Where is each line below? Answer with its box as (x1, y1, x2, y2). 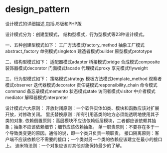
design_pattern (5, 3, 70, 15)
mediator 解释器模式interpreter (5, 94, 68, 100)
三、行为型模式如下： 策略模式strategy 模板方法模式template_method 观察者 (5, 75, 162, 81)
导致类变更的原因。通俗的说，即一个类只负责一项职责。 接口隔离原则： (9, 130, 155, 136)
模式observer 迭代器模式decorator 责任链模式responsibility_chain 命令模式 (5, 81, 158, 88)
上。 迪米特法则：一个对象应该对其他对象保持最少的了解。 (5, 142, 125, 148)
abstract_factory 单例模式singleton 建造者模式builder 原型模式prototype (5, 48, 153, 54)
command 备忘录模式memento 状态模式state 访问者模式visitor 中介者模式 (5, 88, 156, 94)
